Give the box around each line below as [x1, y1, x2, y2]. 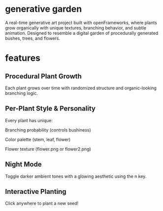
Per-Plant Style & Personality [5, 105, 96, 113]
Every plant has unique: [5, 117, 53, 123]
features [5, 53, 41, 64]
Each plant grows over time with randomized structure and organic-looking [5, 85, 157, 91]
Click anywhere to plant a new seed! [5, 200, 79, 207]
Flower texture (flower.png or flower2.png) [5, 146, 91, 152]
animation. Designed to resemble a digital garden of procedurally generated [5, 30, 159, 36]
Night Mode [5, 160, 42, 169]
